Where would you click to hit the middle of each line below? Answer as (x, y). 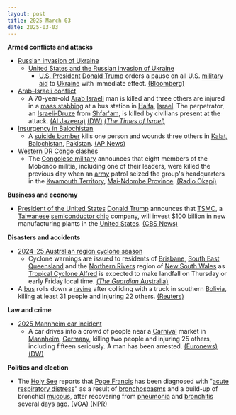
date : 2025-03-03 (33, 27)
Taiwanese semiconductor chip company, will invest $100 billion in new (122, 216)
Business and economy (43, 195)
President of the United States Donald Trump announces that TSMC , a (120, 209)
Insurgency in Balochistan (55, 129)
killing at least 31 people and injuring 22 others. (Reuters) (101, 296)
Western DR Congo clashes (58, 151)
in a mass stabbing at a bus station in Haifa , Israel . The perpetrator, (126, 106)
